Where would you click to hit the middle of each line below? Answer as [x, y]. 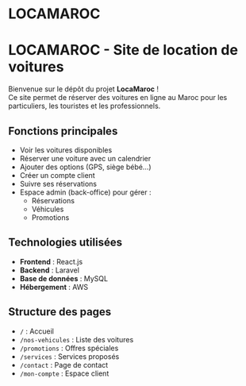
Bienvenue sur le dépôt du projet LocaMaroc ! [83, 89]
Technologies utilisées [65, 243]
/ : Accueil [37, 331]
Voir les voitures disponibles [66, 150]
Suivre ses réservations [58, 183]
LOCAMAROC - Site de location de [123, 50]
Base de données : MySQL [64, 278]
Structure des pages [60, 312]
